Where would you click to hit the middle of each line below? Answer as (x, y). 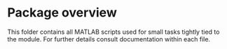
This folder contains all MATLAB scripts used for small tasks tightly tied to (113, 32)
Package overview (62, 13)
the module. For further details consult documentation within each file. (109, 39)
